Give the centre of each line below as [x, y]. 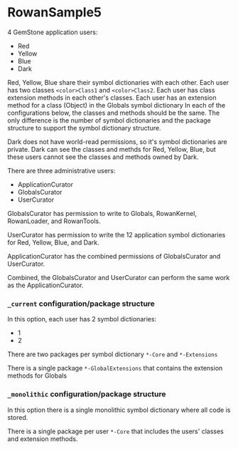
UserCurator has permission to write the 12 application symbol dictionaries [117, 234]
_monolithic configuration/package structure [87, 394]
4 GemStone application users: [53, 32]
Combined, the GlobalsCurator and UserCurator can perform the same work [119, 277]
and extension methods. [43, 438]
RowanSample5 [54, 12]
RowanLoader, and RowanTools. [54, 221]
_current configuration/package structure [81, 304]
